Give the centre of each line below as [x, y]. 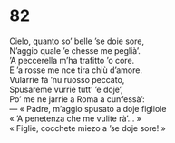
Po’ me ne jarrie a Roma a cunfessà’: [77, 99]
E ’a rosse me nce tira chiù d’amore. [76, 70]
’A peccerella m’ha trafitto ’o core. [72, 60]
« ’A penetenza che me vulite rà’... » [76, 118]
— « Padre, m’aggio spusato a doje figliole [88, 108]
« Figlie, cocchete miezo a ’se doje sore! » [87, 128]
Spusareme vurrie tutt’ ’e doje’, [67, 89]
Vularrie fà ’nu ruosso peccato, [67, 79]
